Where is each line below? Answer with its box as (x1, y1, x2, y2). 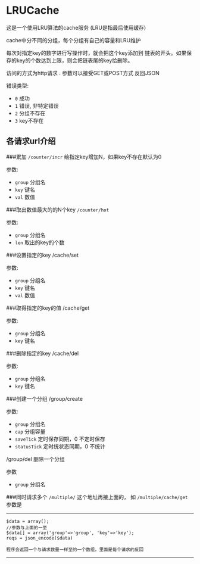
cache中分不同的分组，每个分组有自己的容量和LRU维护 (6, 36, 141, 43)
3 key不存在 (14, 117, 44, 124)
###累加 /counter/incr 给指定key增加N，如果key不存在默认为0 (6, 153, 162, 160)
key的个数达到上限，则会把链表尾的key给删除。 (16, 57, 133, 64)
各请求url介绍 (6, 136, 56, 147)
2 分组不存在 (14, 110, 46, 117)
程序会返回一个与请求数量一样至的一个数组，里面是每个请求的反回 (6, 546, 144, 553)
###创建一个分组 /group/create (6, 395, 83, 402)
